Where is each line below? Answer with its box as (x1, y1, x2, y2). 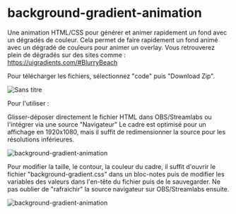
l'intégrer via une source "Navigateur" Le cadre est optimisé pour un (7, 120, 206, 128)
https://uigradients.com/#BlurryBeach (7, 58, 118, 66)
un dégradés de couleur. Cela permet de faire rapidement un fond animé (7, 35, 218, 44)
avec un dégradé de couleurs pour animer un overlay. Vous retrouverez (7, 43, 216, 51)
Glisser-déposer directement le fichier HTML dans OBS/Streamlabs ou (7, 113, 212, 121)
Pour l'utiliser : (7, 99, 49, 107)
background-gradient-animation (7, 5, 203, 21)
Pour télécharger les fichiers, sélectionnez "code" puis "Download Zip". (7, 72, 216, 80)
